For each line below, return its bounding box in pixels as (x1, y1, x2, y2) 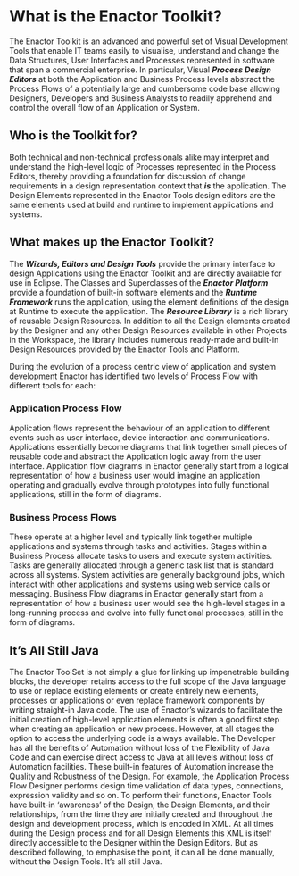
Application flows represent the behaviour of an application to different (9, 422, 270, 433)
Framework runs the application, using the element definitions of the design (9, 296, 290, 307)
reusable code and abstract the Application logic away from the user (9, 451, 262, 462)
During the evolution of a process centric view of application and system (9, 361, 277, 371)
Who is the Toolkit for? (9, 128, 137, 144)
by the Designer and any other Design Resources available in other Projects (9, 324, 287, 336)
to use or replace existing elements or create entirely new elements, (9, 685, 259, 696)
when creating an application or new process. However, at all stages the (9, 723, 275, 734)
